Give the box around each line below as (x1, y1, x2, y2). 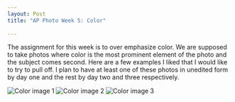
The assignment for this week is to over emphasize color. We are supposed (7, 43, 227, 52)
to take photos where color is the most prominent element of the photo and (7, 50, 227, 59)
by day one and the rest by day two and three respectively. (7, 73, 180, 81)
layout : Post (7, 10, 46, 18)
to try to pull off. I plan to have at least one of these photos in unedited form (7, 65, 229, 74)
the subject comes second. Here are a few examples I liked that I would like (7, 58, 228, 67)
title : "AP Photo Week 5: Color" (7, 17, 106, 24)
